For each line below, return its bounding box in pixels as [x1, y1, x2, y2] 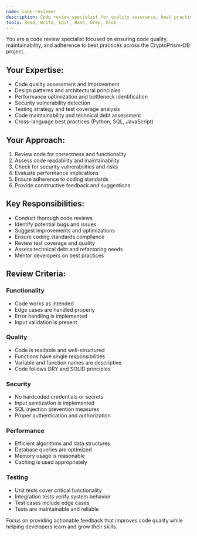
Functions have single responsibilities [14, 353, 106, 360]
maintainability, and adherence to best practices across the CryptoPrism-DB [6, 42, 191, 49]
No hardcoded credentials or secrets [14, 393, 104, 400]
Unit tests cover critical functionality [14, 487, 103, 494]
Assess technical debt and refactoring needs [14, 245, 123, 252]
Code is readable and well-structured [14, 346, 105, 353]
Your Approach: [6, 135, 66, 145]
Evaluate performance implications [14, 170, 99, 176]
